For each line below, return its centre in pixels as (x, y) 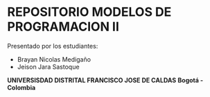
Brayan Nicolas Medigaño (54, 59)
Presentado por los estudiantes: (53, 46)
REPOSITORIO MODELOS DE (89, 12)
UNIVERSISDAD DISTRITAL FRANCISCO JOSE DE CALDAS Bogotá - (105, 80)
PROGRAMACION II (63, 27)
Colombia (21, 87)
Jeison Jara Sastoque (48, 67)
